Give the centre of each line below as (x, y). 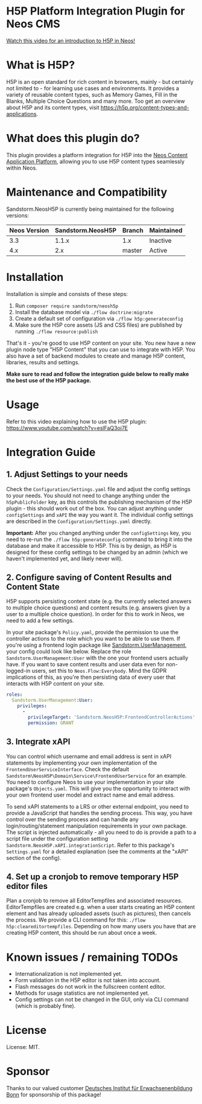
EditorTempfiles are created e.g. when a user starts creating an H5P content (100, 907)
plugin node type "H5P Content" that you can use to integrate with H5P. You (101, 349)
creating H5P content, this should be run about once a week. (82, 933)
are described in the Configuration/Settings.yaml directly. (79, 521)
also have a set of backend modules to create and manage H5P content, (96, 356)
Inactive (160, 240)
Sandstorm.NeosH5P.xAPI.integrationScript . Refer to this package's (90, 845)
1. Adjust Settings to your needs (67, 474)
